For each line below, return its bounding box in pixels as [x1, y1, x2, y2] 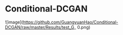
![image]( [5, 19, 23, 25]
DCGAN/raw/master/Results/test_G [5, 24, 75, 30]
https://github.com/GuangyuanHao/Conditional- [23, 19, 119, 25]
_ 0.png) [74, 24, 91, 30]
